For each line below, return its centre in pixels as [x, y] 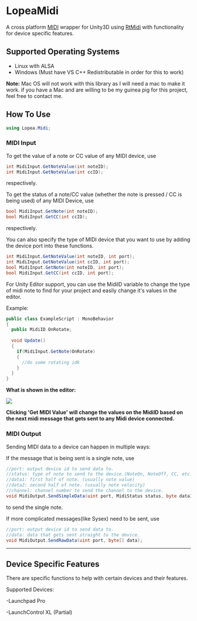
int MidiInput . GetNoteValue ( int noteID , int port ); [70, 256]
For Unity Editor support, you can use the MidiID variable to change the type [98, 284]
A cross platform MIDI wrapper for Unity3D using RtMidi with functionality [95, 27]
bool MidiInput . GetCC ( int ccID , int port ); [60, 273]
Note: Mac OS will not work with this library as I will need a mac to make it [96, 83]
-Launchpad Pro [26, 601]
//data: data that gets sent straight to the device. [73, 535]
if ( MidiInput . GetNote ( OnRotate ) [56, 351]
